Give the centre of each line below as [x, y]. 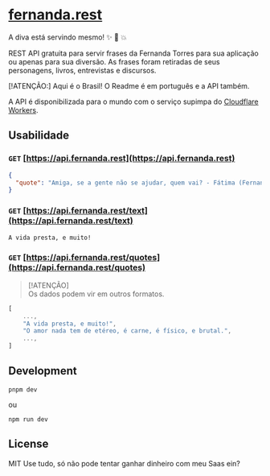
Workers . [23, 110]
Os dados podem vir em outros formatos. [96, 294]
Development [43, 371]
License [29, 444]
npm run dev [28, 419]
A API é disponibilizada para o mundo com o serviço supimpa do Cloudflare [133, 101]
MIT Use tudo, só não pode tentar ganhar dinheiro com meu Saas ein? [125, 463]
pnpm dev [23, 389]
